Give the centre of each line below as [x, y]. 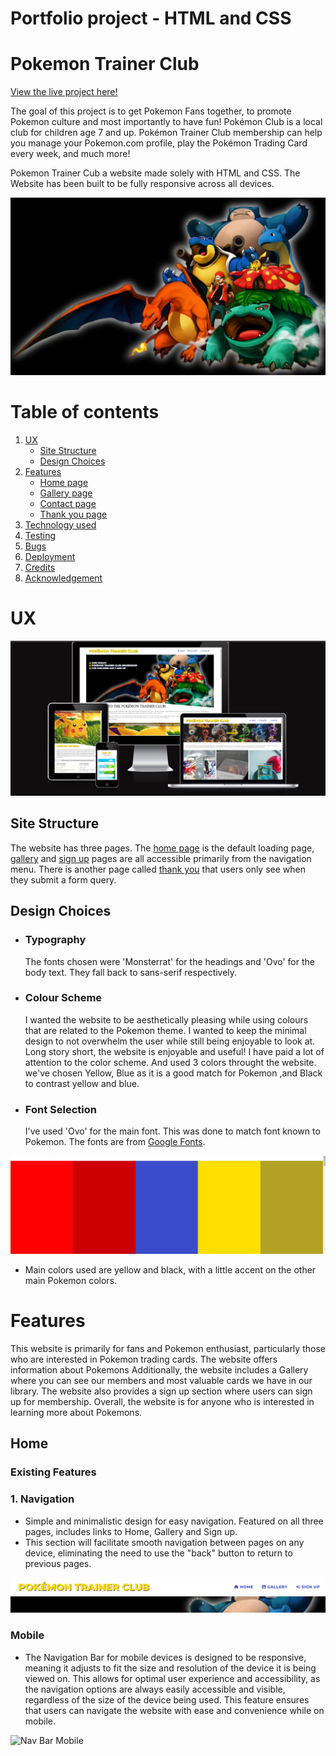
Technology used [60, 524]
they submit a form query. [63, 879]
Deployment [50, 556]
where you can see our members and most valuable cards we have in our [161, 1381]
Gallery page [66, 493]
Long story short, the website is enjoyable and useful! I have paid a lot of [174, 1051]
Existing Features [53, 1472]
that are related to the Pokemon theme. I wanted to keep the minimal [165, 1030]
